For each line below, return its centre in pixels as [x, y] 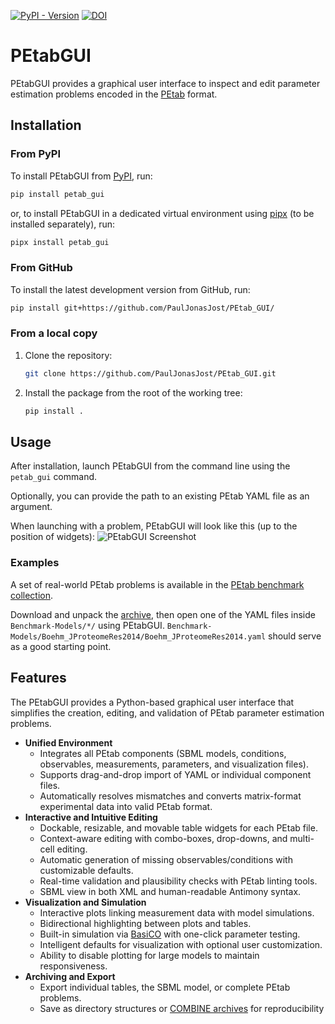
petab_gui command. [54, 477]
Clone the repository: [68, 355]
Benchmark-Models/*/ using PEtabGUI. [87, 625]
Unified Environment [68, 742]
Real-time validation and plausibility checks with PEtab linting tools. [178, 881]
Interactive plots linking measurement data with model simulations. [177, 912]
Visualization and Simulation [85, 902]
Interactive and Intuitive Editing [91, 817]
